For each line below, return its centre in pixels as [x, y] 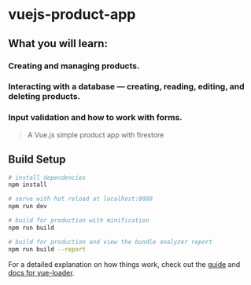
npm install [28, 185]
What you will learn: [58, 44]
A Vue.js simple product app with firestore [96, 134]
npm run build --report [47, 249]
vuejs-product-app [72, 15]
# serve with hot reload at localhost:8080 [81, 199]
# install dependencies [47, 177]
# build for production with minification [79, 221]
